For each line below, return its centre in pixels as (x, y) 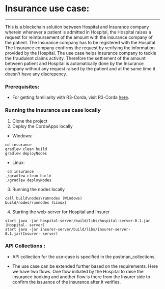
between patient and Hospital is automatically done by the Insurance (74, 63)
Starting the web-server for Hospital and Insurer (61, 212)
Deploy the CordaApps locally (42, 126)
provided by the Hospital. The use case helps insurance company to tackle (81, 53)
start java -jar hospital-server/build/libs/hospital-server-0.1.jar (78, 221)
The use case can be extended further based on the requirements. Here (85, 266)
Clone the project (30, 121)
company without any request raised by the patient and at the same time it (80, 68)
